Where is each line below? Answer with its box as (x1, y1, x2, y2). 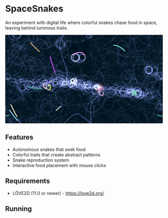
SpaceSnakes (5, 3, 63, 14)
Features (5, 133, 33, 141)
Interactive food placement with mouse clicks (12, 162, 106, 168)
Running (5, 204, 32, 213)
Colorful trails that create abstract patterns (12, 151, 101, 157)
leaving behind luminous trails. (5, 24, 68, 30)
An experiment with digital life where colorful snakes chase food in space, (5, 19, 157, 25)
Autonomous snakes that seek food (12, 146, 86, 152)
